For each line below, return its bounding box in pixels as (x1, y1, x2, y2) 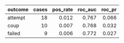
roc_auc (77, 6, 97, 13)
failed (7, 30, 20, 37)
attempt (7, 14, 25, 21)
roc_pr (101, 6, 117, 13)
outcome (7, 6, 29, 13)
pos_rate (52, 6, 73, 13)
